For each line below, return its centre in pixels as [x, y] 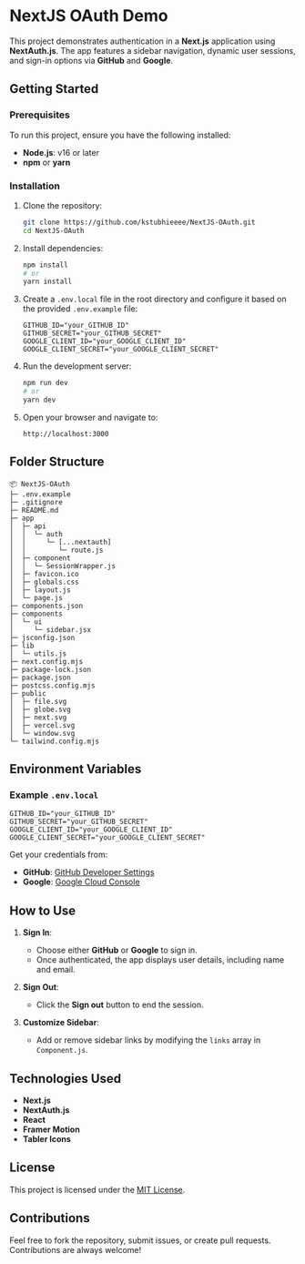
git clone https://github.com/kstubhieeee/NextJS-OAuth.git [139, 222]
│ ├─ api [28, 526]
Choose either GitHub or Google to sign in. [117, 950]
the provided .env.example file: [80, 309]
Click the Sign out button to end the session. [120, 1005]
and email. [56, 970]
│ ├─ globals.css [44, 582]
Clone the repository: [62, 205]
